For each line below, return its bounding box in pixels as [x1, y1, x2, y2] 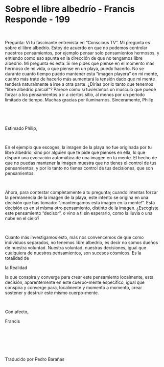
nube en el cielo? [5, 215, 40, 221]
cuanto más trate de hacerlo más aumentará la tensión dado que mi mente [5, 76, 155, 82]
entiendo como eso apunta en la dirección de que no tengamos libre [5, 55, 143, 61]
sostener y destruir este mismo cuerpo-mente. [5, 290, 99, 295]
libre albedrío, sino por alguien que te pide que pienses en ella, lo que [5, 149, 145, 155]
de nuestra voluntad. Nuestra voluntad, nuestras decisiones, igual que [5, 245, 147, 250]
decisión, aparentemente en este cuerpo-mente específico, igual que [5, 279, 145, 285]
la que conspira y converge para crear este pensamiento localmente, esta [5, 274, 154, 280]
